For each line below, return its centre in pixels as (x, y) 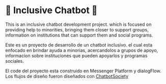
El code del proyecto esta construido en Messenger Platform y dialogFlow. (83, 71)
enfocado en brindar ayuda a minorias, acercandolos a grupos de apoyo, (82, 50)
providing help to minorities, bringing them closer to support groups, (77, 29)
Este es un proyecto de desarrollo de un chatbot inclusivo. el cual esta (79, 45)
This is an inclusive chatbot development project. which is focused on (78, 24)
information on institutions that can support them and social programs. (79, 35)
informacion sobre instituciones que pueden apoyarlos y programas (76, 56)
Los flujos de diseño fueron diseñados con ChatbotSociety (67, 76)
